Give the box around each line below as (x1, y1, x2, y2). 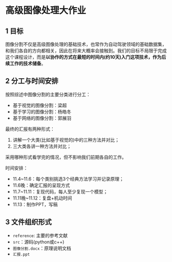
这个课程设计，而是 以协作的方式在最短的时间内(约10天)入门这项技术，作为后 (5, 54, 166, 60)
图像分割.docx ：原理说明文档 (12, 245, 72, 251)
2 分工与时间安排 (5, 77, 59, 85)
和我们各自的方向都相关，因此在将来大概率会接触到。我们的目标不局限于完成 (5, 48, 167, 54)
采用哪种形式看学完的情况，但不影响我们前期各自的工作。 (5, 154, 126, 160)
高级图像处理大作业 (5, 5, 87, 16)
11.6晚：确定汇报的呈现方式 (12, 182, 70, 188)
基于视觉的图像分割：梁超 (12, 102, 67, 108)
